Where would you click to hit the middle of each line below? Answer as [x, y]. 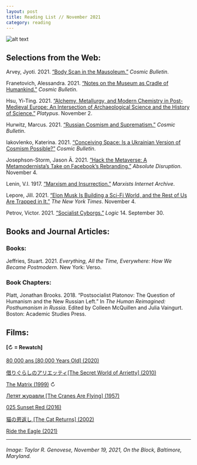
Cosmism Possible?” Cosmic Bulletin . [51, 149]
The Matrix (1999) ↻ [31, 384]
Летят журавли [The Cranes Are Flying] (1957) [63, 396]
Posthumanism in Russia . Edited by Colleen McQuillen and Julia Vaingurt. [95, 308]
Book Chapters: [29, 282]
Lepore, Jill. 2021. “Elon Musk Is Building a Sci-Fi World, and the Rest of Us [97, 195]
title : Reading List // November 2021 [53, 17]
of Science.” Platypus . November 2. [49, 113]
